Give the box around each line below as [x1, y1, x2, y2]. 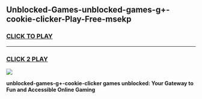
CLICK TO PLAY [6, 32, 53, 41]
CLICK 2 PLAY [6, 55, 48, 63]
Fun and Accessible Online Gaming [6, 86, 96, 93]
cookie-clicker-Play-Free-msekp [6, 14, 132, 25]
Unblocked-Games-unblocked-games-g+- [6, 5, 170, 15]
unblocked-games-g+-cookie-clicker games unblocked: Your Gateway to [6, 79, 194, 86]
